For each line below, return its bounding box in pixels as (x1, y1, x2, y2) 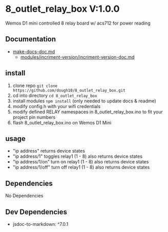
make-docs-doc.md (12, 48, 55, 54)
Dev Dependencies (5, 207, 68, 216)
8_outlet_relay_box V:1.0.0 (5, 3, 120, 15)
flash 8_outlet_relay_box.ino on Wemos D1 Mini (12, 119, 112, 125)
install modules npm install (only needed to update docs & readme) (12, 98, 156, 104)
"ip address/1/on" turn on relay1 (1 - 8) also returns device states (12, 159, 149, 165)
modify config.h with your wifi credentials (12, 103, 101, 109)
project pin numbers (12, 114, 56, 120)
